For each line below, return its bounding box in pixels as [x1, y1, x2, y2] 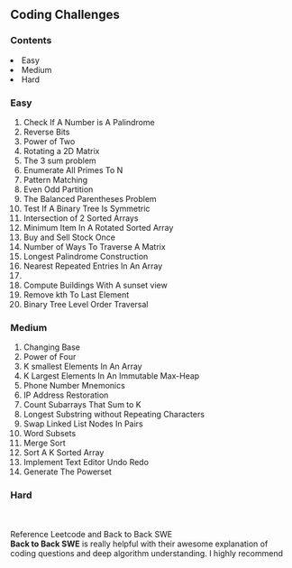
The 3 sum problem [23, 155, 97, 166]
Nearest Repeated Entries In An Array [23, 261, 163, 271]
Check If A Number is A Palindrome [23, 116, 156, 127]
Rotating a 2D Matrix [23, 145, 100, 156]
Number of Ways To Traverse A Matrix [23, 241, 166, 252]
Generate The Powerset [23, 466, 112, 477]
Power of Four [23, 352, 77, 362]
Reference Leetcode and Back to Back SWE [10, 528, 173, 539]
